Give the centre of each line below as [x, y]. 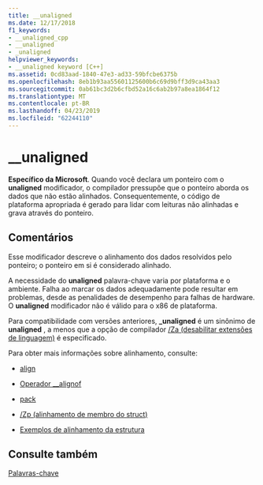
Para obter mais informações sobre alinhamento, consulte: [103, 353]
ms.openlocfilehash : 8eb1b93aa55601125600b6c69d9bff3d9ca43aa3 [114, 81]
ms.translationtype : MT [47, 96]
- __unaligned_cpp [38, 38]
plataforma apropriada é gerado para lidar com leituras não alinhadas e [123, 204]
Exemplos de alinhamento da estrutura [82, 429]
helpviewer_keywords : [44, 60]
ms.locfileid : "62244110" [50, 118]
